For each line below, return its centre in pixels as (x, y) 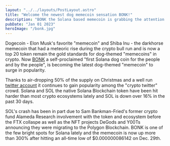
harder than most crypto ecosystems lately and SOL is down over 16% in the (85, 96)
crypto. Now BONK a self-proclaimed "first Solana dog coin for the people (83, 59)
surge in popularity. (25, 70)
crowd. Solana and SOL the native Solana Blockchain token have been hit (82, 91)
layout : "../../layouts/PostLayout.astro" (51, 10)
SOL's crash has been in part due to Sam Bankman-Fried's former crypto (81, 112)
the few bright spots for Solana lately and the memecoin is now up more (80, 133)
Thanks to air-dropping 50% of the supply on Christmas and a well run (79, 80)
